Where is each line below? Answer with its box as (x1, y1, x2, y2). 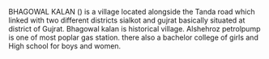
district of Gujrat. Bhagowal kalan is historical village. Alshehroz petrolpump (8, 24, 261, 33)
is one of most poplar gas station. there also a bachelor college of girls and (8, 32, 259, 42)
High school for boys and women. (8, 41, 122, 51)
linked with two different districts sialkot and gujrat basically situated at (8, 15, 246, 25)
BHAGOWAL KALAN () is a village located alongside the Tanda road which (8, 7, 255, 16)
